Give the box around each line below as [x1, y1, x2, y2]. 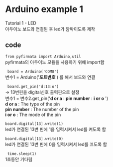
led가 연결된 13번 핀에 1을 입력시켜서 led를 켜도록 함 [5, 126, 106, 132]
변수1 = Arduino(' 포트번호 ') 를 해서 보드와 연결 [5, 74, 96, 80]
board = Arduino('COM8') [7, 69, 59, 74]
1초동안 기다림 [5, 156, 32, 162]
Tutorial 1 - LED [5, 20, 36, 26]
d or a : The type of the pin [5, 101, 60, 107]
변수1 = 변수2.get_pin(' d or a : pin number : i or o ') [5, 95, 109, 101]
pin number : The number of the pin [5, 106, 79, 112]
